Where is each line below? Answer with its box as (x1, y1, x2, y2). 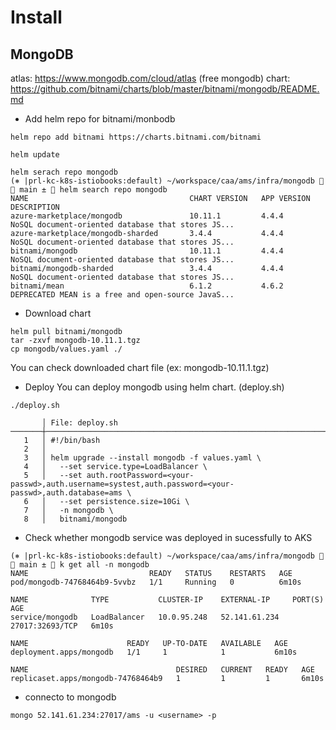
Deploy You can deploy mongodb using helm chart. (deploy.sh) (24, 381, 285, 393)
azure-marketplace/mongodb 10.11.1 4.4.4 (10, 211, 284, 221)
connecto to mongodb (24, 691, 117, 703)
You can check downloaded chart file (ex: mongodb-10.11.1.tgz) (10, 362, 270, 373)
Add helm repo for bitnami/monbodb (24, 113, 176, 125)
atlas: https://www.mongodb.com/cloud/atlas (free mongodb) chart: (10, 72, 291, 84)
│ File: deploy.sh (41, 418, 118, 428)
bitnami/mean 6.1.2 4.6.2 (10, 281, 284, 291)
